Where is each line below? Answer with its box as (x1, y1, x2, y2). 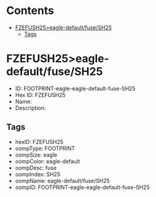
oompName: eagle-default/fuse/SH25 (15, 177, 110, 184)
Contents (6, 4, 55, 18)
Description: (15, 104, 46, 112)
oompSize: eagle (15, 151, 58, 159)
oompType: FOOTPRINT (15, 145, 75, 152)
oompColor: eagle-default (15, 157, 80, 165)
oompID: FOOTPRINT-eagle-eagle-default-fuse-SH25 (15, 184, 150, 191)
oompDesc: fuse (15, 164, 57, 171)
